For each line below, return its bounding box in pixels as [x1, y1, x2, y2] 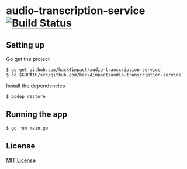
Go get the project [6, 56, 50, 62]
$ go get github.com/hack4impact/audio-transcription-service [6, 67, 161, 73]
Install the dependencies [6, 82, 65, 89]
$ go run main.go [6, 125, 49, 131]
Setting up [6, 40, 45, 50]
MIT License [6, 157, 36, 164]
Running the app [6, 110, 67, 120]
